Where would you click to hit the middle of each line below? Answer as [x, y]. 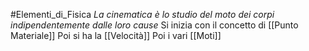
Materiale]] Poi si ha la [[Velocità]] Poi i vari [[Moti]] [116, 35]
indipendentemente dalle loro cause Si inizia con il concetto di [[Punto [154, 25]
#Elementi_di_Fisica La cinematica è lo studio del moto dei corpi [142, 14]
